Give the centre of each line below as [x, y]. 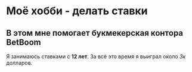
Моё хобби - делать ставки [77, 11]
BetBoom [24, 42]
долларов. [19, 63]
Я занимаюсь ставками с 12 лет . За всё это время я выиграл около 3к [96, 57]
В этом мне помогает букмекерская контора [95, 33]
